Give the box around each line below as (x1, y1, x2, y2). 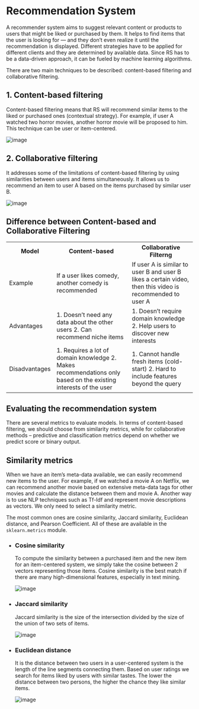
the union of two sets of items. (14, 620, 89, 627)
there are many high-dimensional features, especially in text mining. (14, 573, 181, 581)
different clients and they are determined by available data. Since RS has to (6, 49, 190, 56)
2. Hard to (148, 365, 176, 373)
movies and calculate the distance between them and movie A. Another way (6, 490, 192, 497)
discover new (131, 329, 170, 338)
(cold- (164, 357, 183, 365)
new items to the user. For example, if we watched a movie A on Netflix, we (6, 477, 190, 484)
